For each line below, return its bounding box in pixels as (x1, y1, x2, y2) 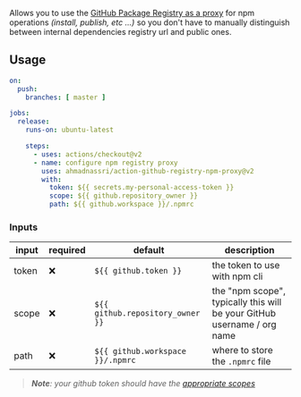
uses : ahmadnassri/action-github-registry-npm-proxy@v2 (41, 166, 254, 175)
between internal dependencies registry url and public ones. (9, 27, 232, 37)
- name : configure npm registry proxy (32, 158, 178, 167)
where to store (211, 344, 273, 357)
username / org (211, 318, 277, 331)
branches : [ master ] (25, 93, 106, 102)
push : (17, 84, 39, 93)
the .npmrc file (211, 355, 271, 367)
